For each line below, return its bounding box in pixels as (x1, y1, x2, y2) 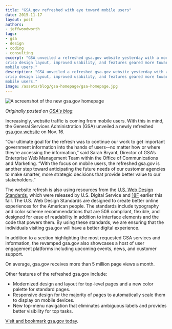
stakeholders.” (5, 176, 36, 182)
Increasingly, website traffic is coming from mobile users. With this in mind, (5, 117, 164, 124)
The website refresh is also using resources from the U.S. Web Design (5, 187, 154, 193)
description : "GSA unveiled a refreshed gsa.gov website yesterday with (5, 70, 164, 75)
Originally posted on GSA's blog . (5, 108, 74, 114)
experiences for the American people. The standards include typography (5, 203, 159, 209)
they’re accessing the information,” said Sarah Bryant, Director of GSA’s (5, 149, 156, 155)
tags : (5, 31, 17, 36)
